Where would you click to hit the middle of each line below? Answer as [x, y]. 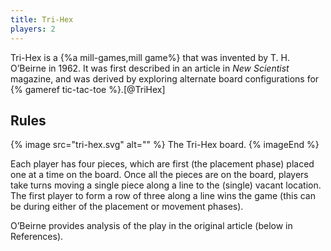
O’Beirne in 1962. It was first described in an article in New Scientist [150, 68]
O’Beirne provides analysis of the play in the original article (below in [151, 226]
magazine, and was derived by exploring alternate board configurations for [165, 78]
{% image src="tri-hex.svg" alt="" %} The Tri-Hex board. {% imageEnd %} [165, 145]
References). [37, 237]
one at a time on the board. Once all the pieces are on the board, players [159, 175]
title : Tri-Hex [42, 19]
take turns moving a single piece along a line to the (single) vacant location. [166, 185]
